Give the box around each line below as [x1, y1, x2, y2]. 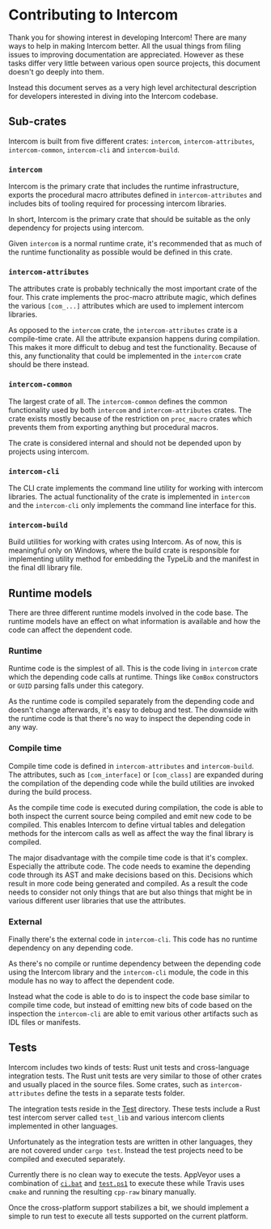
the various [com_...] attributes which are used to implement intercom [8, 301, 244, 311]
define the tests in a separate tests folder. [46, 1088, 185, 1098]
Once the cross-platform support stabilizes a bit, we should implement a [8, 1202, 249, 1212]
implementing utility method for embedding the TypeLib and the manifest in [8, 554, 260, 564]
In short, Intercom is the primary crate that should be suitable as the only [8, 215, 251, 224]
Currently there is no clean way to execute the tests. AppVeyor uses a [8, 1169, 241, 1180]
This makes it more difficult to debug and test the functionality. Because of [8, 343, 257, 352]
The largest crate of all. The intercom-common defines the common [8, 396, 228, 406]
